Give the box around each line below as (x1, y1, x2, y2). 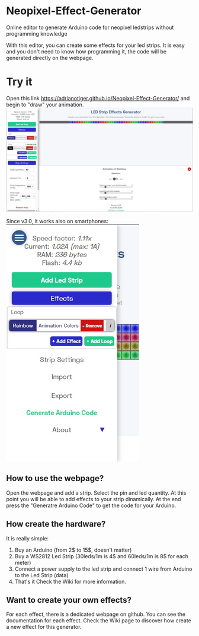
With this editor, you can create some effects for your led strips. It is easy (6, 42, 185, 49)
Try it (6, 75, 33, 88)
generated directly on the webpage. (6, 54, 94, 61)
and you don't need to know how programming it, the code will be (6, 48, 167, 55)
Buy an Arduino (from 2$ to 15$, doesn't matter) (14, 546, 132, 553)
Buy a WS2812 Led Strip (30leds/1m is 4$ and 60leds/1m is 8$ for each (14, 552, 188, 559)
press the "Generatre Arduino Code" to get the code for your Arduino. (6, 502, 176, 509)
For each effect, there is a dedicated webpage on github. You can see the (6, 610, 185, 618)
